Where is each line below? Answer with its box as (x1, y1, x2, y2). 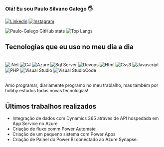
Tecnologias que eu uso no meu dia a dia (5, 42, 134, 51)
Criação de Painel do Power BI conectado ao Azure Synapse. (12, 137, 138, 143)
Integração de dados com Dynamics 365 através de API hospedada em (12, 115, 159, 122)
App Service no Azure (12, 121, 58, 127)
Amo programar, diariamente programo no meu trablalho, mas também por (5, 82, 159, 88)
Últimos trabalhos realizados (5, 102, 97, 111)
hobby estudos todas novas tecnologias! (5, 88, 89, 94)
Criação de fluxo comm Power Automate (12, 126, 96, 132)
